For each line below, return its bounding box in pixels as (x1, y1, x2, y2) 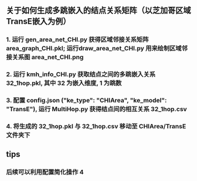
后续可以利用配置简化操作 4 (6, 168, 84, 176)
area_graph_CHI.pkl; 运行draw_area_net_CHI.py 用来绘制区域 (6, 45, 182, 53)
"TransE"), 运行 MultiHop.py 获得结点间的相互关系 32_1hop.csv (6, 105, 188, 113)
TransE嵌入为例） (6, 16, 71, 26)
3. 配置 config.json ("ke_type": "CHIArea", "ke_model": (6, 96, 167, 104)
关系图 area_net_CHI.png (12, 53, 84, 62)
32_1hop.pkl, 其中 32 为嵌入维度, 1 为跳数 (6, 79, 122, 87)
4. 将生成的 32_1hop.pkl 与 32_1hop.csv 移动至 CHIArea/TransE (6, 122, 186, 131)
